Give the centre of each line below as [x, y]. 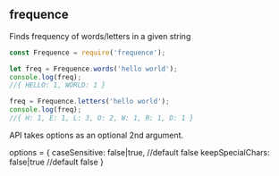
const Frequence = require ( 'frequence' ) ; [88, 53]
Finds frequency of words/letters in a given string [100, 36]
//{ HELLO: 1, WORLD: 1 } [57, 85]
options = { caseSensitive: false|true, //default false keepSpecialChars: [139, 152]
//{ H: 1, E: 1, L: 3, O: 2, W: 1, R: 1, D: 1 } [101, 118]
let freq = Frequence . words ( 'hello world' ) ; [93, 69]
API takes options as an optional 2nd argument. [97, 135]
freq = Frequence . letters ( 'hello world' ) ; [89, 102]
